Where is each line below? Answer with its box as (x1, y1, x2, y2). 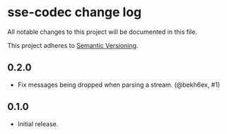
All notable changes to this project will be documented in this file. (7, 28, 198, 36)
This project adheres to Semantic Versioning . (7, 41, 139, 49)
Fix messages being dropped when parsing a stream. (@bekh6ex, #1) (17, 80, 221, 89)
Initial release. (17, 119, 59, 128)
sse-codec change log (7, 4, 142, 20)
